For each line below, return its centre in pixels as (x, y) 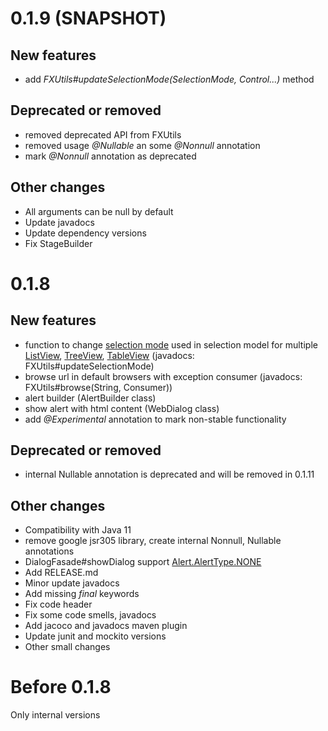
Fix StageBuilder (58, 243)
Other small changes (67, 647)
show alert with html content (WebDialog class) (122, 408)
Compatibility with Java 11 (78, 530)
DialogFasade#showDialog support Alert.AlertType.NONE (143, 562)
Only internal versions (55, 715)
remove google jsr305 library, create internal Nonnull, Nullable (153, 541)
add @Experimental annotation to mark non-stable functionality (155, 419)
